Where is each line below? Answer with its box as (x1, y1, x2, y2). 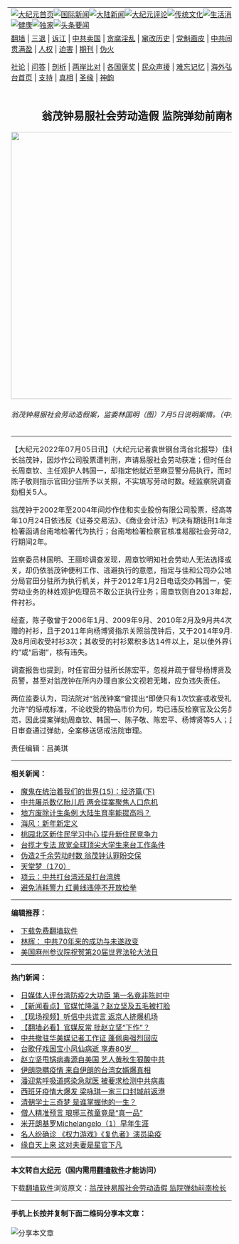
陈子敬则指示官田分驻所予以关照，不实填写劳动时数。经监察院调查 (11, 476, 233, 486)
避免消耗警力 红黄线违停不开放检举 (21, 883, 137, 893)
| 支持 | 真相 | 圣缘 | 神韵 (34, 73, 115, 83)
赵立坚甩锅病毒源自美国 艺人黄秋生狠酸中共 (21, 1055, 166, 1065)
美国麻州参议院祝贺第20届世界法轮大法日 (21, 947, 159, 957)
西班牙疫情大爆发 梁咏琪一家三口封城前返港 (21, 1087, 166, 1097)
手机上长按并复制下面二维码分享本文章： (11, 1208, 147, 1218)
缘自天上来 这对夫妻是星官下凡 (21, 1140, 123, 1150)
